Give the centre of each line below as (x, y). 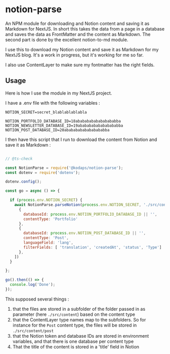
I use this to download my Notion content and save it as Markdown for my (82, 49)
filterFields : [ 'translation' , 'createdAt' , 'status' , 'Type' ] (93, 247)
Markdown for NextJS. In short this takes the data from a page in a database (85, 28)
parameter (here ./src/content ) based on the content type (74, 314)
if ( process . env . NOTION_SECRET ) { (46, 200)
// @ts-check (19, 159)
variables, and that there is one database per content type (73, 341)
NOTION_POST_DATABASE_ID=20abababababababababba (57, 130)
